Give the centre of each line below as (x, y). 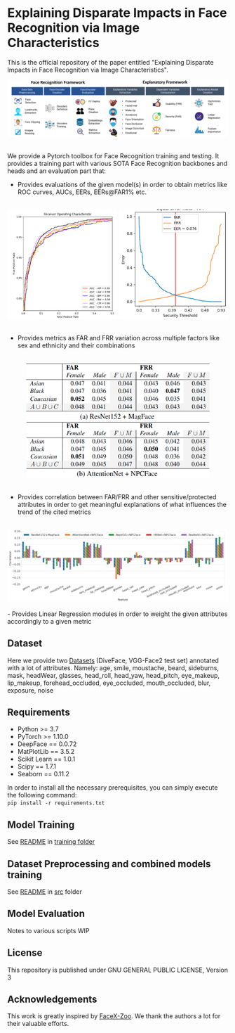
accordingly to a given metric (49, 621)
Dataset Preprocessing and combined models (109, 864)
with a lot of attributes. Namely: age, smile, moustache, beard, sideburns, (113, 668)
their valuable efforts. (38, 1024)
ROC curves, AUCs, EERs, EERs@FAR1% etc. (82, 192)
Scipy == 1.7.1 (36, 766)
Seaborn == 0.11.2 (43, 774)
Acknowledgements (52, 1000)
